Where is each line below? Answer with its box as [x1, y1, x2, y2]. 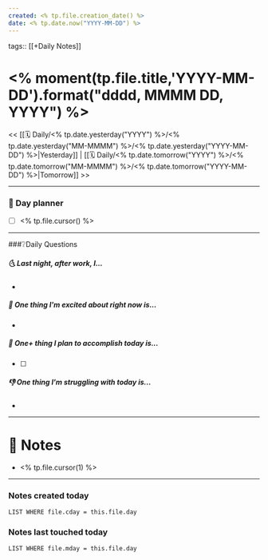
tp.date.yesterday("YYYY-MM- [147, 141, 249, 151]
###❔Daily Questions [8, 239, 78, 248]
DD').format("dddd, [8, 85, 141, 104]
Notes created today [8, 490, 89, 501]
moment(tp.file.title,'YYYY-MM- [35, 69, 255, 87]
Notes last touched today [8, 526, 108, 538]
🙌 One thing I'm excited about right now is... [8, 300, 157, 310]
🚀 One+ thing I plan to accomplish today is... [8, 339, 159, 348]
